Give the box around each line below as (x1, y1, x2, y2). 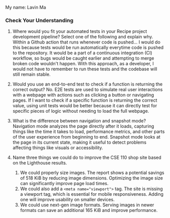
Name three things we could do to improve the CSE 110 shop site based (12, 154, 162, 161)
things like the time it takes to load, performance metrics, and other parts (12, 128, 165, 135)
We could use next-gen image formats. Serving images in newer (20, 202, 154, 208)
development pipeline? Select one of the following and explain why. (12, 34, 153, 40)
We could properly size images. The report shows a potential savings (20, 169, 164, 176)
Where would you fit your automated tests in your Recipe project (12, 28, 147, 34)
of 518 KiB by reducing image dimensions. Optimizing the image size (20, 175, 163, 181)
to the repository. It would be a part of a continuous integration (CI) (12, 50, 153, 56)
